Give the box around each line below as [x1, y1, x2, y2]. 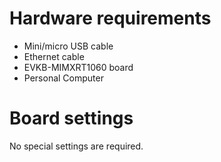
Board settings [9, 107, 134, 130]
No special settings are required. [9, 140, 144, 152]
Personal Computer [23, 72, 104, 84]
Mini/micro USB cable [23, 40, 114, 52]
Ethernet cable [23, 50, 85, 62]
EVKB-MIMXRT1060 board [23, 61, 134, 73]
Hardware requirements [9, 7, 212, 30]
